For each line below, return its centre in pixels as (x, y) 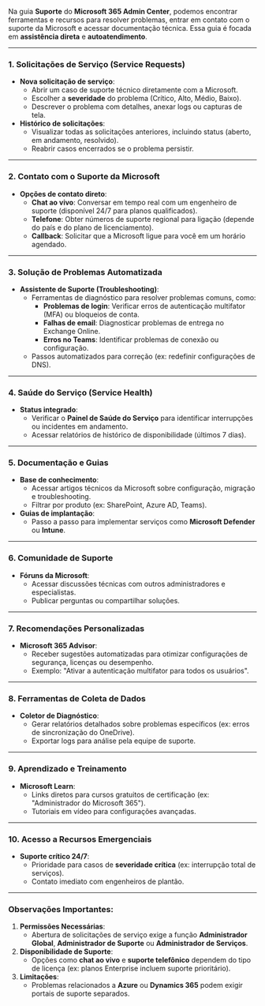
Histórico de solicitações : (62, 124)
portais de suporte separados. (80, 993)
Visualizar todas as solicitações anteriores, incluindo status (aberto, (141, 132)
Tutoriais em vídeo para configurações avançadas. (114, 811)
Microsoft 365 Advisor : (58, 646)
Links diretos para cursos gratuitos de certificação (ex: (120, 794)
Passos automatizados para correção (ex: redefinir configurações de (143, 356)
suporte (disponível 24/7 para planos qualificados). (114, 210)
